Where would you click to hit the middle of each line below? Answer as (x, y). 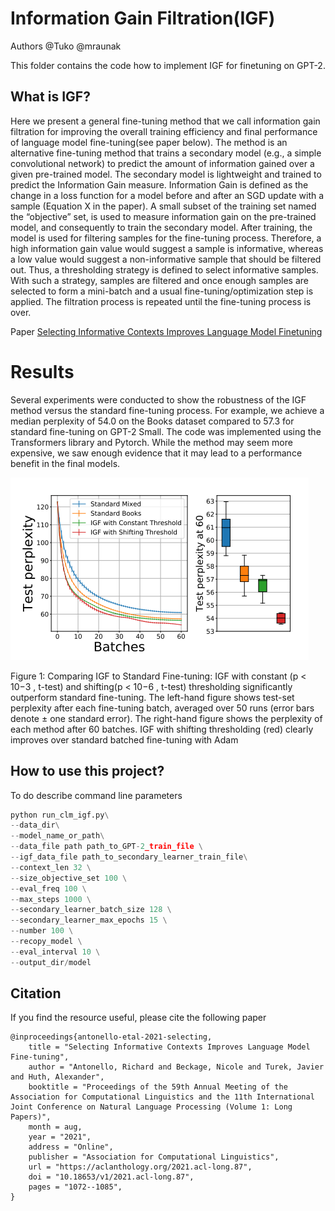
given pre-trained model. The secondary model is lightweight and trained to (166, 174)
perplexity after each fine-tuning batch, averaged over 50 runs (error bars (162, 708)
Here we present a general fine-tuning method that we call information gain (165, 121)
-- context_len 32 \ (51, 867)
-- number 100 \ (42, 931)
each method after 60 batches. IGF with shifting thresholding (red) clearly (162, 729)
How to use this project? (87, 771)
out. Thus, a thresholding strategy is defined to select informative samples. (164, 269)
